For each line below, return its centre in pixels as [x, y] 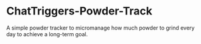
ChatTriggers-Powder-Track [79, 11]
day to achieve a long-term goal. [47, 34]
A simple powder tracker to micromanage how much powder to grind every [100, 28]
